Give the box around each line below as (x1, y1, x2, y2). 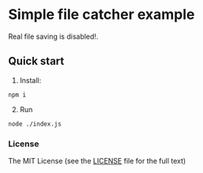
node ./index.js (8, 120, 62, 128)
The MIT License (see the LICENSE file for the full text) (8, 156, 186, 166)
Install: (19, 75, 42, 85)
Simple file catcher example (8, 6, 195, 24)
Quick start (8, 55, 65, 68)
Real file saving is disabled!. (8, 32, 99, 41)
